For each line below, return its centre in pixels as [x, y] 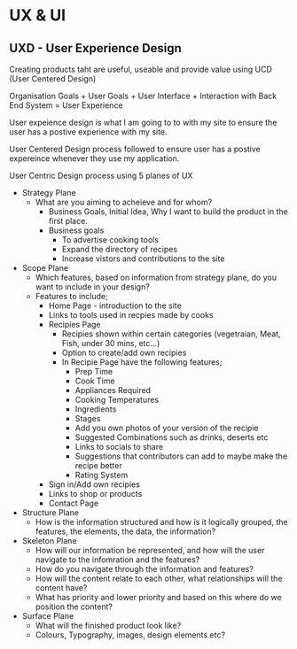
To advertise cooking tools [110, 240]
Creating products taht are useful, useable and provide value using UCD [141, 69]
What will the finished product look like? [108, 626]
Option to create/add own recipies [124, 352]
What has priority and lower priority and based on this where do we [158, 597]
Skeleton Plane [49, 541]
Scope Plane [45, 268]
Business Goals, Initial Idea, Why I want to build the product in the [168, 212]
